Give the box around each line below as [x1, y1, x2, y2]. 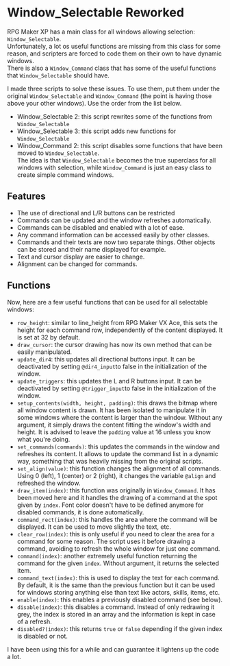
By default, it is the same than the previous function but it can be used [16, 581, 216, 589]
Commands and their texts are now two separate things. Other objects [16, 238, 216, 246]
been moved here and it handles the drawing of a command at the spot [16, 493, 218, 501]
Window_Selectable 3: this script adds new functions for [16, 127, 177, 135]
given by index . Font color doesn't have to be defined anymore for [16, 501, 204, 509]
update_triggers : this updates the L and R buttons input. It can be [16, 377, 202, 385]
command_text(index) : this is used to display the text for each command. [16, 573, 220, 582]
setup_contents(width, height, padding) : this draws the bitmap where [16, 399, 218, 407]
